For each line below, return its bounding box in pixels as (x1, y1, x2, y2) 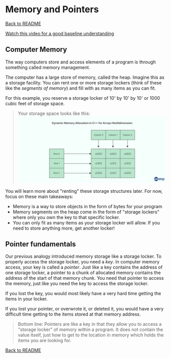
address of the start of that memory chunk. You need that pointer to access (5, 275, 164, 281)
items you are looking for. (17, 338, 71, 344)
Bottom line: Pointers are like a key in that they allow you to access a (17, 321, 162, 327)
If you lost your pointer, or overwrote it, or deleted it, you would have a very (5, 306, 164, 312)
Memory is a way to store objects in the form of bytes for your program (12, 203, 162, 209)
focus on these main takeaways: (5, 193, 74, 199)
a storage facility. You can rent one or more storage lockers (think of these (5, 79, 162, 85)
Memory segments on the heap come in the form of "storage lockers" (12, 209, 160, 215)
